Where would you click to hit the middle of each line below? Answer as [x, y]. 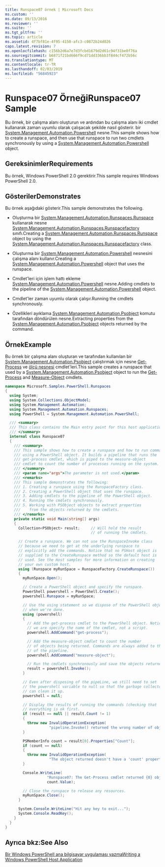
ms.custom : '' [20, 14]
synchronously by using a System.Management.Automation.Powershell [77, 143]
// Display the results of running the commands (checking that [90, 705]
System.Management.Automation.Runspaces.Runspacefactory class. [82, 244]
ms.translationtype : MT [29, 60]
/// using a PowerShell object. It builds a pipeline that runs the [85, 455]
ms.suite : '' [18, 28]
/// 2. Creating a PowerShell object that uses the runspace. [79, 491]
